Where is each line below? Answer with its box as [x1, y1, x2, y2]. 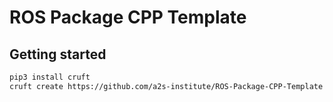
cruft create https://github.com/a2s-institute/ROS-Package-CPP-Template [9, 81, 324, 91]
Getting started [9, 46, 107, 63]
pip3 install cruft [9, 72, 91, 82]
